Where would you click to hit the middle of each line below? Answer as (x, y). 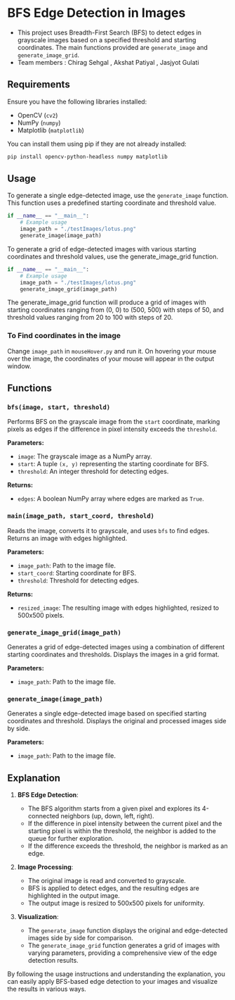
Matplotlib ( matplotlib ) (51, 130)
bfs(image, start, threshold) (59, 407)
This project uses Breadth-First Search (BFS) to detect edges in (109, 32)
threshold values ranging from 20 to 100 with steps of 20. (90, 318)
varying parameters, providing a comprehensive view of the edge (122, 953)
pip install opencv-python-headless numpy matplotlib (88, 156)
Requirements (39, 85)
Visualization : (38, 917)
